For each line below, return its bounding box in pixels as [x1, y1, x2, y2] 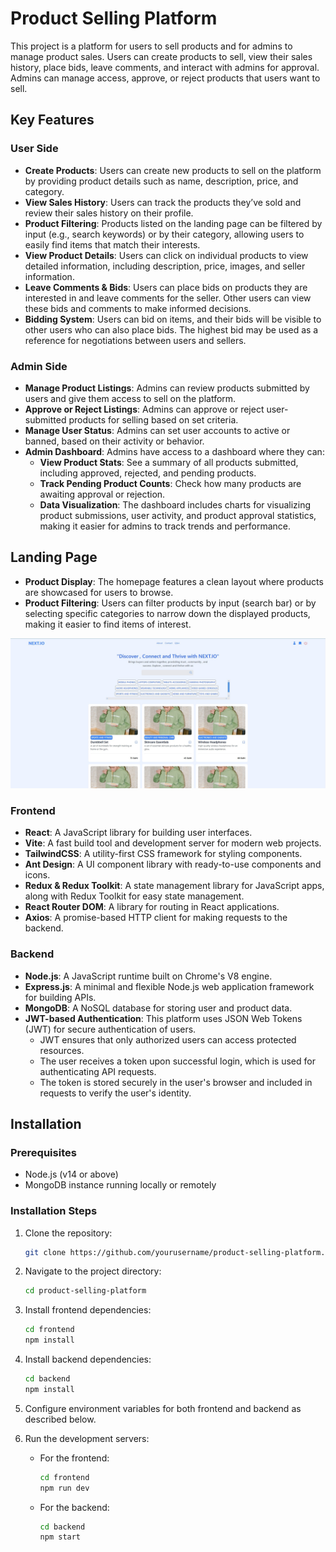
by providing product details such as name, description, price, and [24, 175, 299, 187]
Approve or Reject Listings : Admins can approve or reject [24, 403, 265, 415]
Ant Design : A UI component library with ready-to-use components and [24, 858, 322, 871]
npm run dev [39, 1483, 90, 1493]
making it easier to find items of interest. [24, 618, 192, 630]
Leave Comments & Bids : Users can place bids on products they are [24, 281, 308, 293]
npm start [39, 1532, 82, 1542]
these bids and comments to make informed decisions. [24, 302, 252, 314]
